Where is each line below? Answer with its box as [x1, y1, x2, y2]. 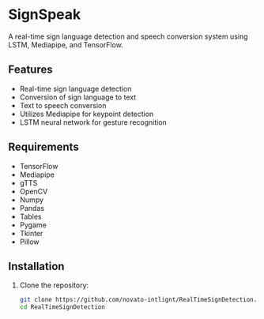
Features [8, 63, 53, 77]
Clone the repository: [19, 280, 89, 290]
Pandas [19, 203, 45, 212]
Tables [19, 212, 42, 221]
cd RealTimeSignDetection [19, 303, 105, 311]
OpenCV [19, 186, 48, 196]
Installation [8, 259, 65, 273]
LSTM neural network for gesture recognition [19, 117, 168, 127]
